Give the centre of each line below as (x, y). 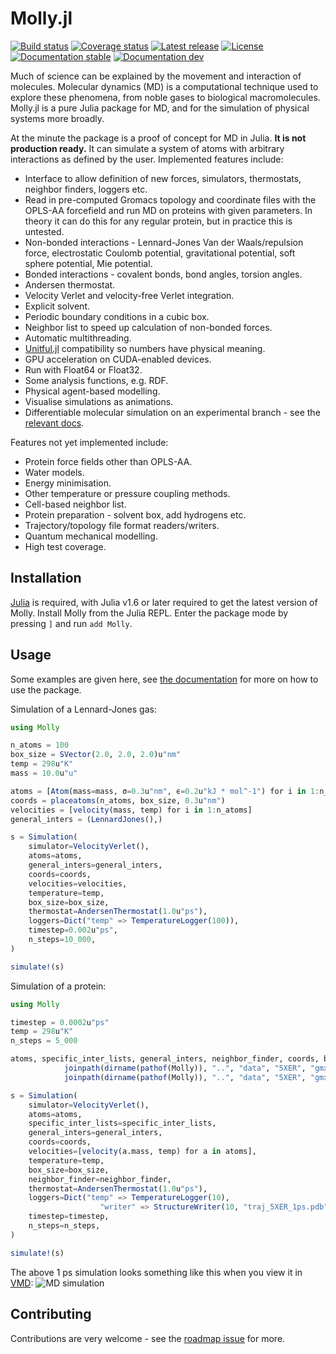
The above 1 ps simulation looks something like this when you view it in (156, 1272)
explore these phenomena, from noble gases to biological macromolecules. (165, 97)
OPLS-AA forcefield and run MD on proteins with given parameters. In (168, 210)
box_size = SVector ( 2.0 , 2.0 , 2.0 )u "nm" (96, 755)
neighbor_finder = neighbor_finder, (100, 1179)
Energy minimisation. (68, 483)
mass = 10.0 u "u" (44, 773)
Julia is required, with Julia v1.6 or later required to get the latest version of (164, 602)
